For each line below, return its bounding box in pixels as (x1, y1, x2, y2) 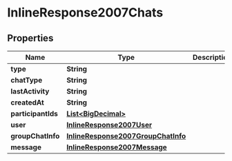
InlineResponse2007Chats (7, 5, 164, 21)
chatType (10, 76, 43, 85)
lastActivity (10, 87, 50, 96)
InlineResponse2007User (66, 120, 153, 129)
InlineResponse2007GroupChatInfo (66, 131, 186, 140)
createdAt (10, 98, 45, 107)
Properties (7, 32, 54, 44)
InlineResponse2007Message (66, 142, 167, 152)
